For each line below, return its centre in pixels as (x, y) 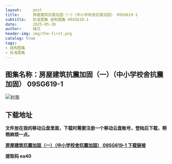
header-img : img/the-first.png (39, 34)
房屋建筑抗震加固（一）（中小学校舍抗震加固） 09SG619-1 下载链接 (76, 145)
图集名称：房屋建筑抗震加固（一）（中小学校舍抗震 (84, 74)
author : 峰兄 (23, 29)
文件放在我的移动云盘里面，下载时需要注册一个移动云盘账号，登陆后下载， (84, 128)
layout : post (24, 10)
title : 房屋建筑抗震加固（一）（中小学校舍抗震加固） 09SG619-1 (72, 15)
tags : (11, 43)
